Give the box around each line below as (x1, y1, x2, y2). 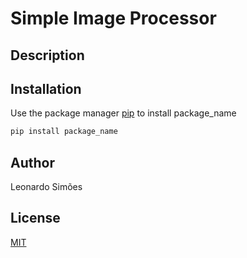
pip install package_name (10, 127, 118, 137)
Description (10, 47, 85, 64)
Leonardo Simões (10, 181, 83, 193)
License (10, 210, 61, 227)
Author (10, 154, 55, 171)
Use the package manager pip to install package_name (10, 107, 237, 119)
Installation (10, 80, 82, 97)
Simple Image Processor (10, 7, 217, 30)
